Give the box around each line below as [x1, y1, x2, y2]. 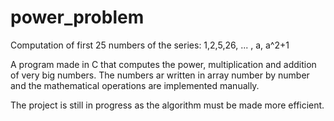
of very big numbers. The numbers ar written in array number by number [10, 69, 310, 81]
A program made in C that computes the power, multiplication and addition [10, 58, 317, 70]
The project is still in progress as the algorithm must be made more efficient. [10, 99, 325, 111]
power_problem [10, 6, 145, 29]
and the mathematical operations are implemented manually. [10, 79, 260, 91]
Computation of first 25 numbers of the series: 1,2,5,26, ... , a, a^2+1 [10, 39, 290, 51]
